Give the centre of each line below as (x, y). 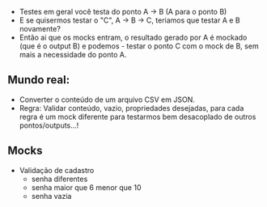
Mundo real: (39, 80)
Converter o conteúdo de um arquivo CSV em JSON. (107, 99)
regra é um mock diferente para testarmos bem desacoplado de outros (138, 116)
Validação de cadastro (57, 170)
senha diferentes (59, 179)
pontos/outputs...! (49, 125)
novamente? (40, 29)
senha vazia (51, 196)
